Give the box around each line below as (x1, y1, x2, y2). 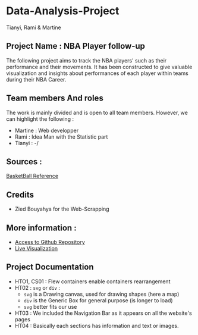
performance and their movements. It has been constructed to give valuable (6, 63, 193, 70)
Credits (6, 189, 34, 200)
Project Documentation (6, 262, 94, 272)
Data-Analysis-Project (6, 4, 120, 18)
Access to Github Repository (14, 239, 85, 245)
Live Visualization (14, 245, 58, 252)
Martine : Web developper (14, 127, 79, 134)
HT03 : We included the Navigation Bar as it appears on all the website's (14, 309, 192, 317)
